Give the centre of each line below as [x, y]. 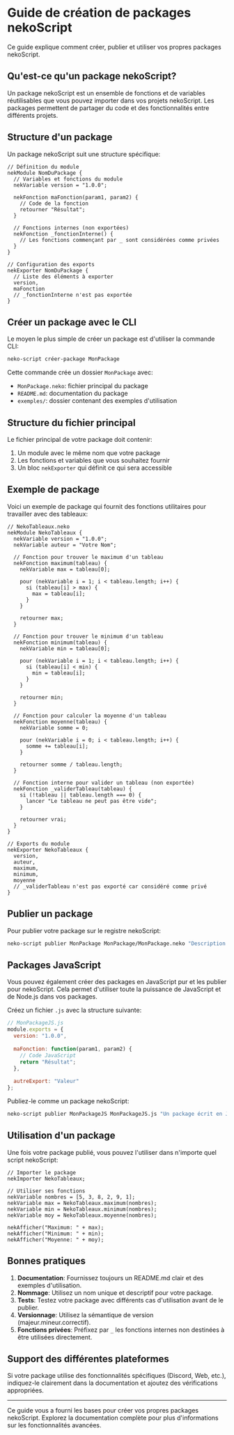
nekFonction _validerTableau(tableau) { [73, 789]
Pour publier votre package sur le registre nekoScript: [84, 930]
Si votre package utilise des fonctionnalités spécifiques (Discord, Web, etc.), [117, 1376]
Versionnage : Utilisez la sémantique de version [85, 1314]
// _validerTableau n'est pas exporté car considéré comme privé [110, 887]
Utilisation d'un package [62, 1136]
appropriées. [25, 1390]
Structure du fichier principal [71, 423]
